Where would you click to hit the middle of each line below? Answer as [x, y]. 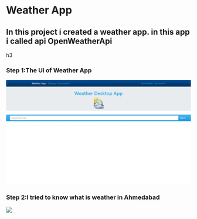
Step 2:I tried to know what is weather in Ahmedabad [83, 197]
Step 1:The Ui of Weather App [49, 70]
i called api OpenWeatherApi [59, 41]
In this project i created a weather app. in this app [98, 32]
